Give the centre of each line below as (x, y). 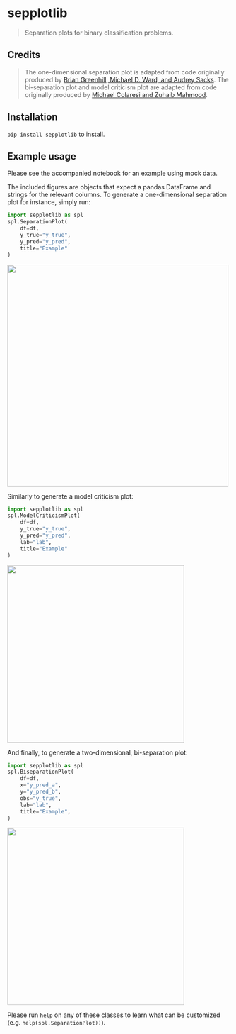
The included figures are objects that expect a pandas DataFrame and (109, 187)
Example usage (42, 156)
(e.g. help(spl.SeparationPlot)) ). (57, 1023)
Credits (24, 55)
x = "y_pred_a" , (41, 785)
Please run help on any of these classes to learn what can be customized (114, 1015)
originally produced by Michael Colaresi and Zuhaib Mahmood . (116, 94)
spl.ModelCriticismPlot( (44, 516)
